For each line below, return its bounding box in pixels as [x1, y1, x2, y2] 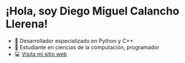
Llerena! [5, 17, 48, 31]
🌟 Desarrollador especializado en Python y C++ [14, 37, 134, 44]
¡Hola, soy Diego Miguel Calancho [5, 4, 180, 18]
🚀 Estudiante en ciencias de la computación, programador [14, 44, 160, 51]
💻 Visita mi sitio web [14, 50, 67, 58]
